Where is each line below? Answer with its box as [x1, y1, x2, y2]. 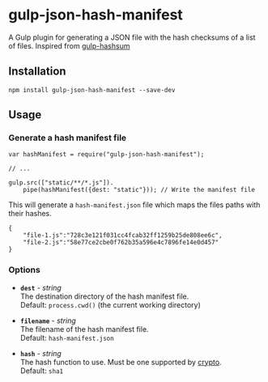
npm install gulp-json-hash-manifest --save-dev [8, 86, 176, 94]
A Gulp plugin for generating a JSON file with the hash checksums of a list [8, 32, 256, 42]
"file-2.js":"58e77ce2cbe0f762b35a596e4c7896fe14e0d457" [23, 239, 219, 247]
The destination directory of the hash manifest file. [19, 291, 189, 301]
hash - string [19, 348, 62, 358]
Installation [8, 65, 66, 79]
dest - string [19, 282, 62, 292]
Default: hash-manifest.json [19, 333, 115, 342]
